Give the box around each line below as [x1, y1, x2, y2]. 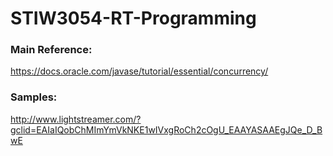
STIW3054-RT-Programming [10, 7, 257, 30]
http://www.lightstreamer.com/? [10, 113, 142, 125]
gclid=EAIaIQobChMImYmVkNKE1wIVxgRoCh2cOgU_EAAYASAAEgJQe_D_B [10, 123, 323, 136]
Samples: [10, 90, 58, 104]
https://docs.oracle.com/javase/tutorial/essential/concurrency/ [10, 65, 269, 77]
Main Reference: [10, 43, 93, 57]
